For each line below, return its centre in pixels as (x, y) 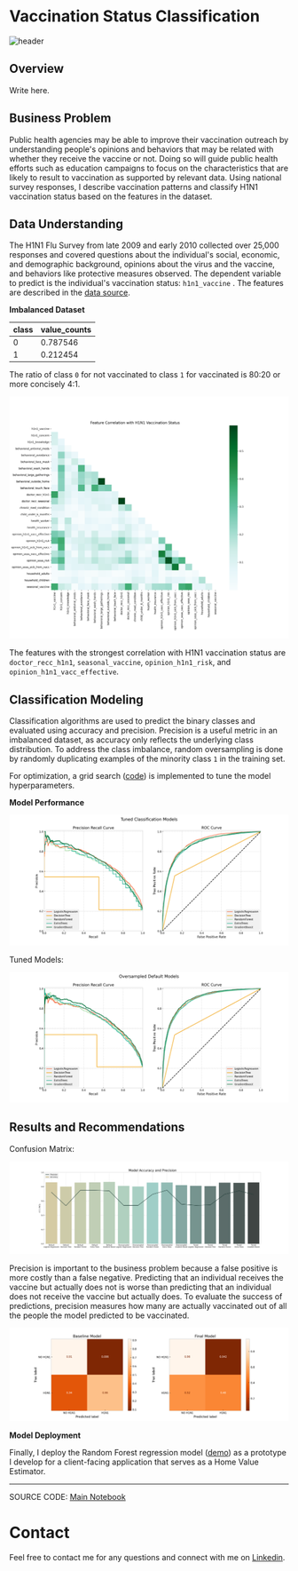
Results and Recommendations (97, 1127)
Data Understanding (67, 224)
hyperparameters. (42, 785)
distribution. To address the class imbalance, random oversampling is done (146, 750)
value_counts (66, 329)
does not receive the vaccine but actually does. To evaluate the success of (146, 1297)
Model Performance (47, 803)
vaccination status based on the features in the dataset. (111, 196)
